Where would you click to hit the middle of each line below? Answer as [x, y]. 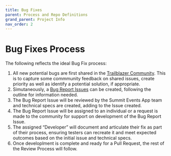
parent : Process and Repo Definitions [46, 15]
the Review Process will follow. [45, 149]
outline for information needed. [45, 95]
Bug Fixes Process [45, 49]
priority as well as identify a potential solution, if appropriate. [76, 84]
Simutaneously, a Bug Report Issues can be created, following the [82, 89]
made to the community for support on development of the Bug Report [87, 116]
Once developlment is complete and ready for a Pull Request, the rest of [89, 143]
